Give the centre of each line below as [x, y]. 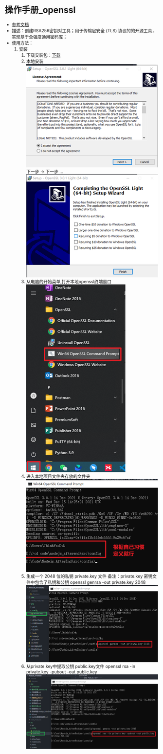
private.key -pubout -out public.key [62, 672]
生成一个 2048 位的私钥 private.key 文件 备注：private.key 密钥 [89, 576]
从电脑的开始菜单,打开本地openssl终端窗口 [69, 281]
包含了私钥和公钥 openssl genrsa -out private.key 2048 [90, 582]
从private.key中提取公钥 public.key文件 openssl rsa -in [81, 666]
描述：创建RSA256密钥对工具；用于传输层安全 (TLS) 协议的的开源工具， [84, 30]
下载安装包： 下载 [43, 55]
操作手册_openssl [40, 10]
